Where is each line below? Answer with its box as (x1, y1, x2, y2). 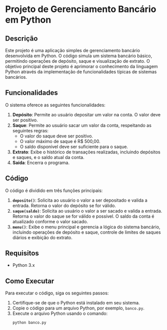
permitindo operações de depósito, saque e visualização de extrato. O (5, 58, 150, 64)
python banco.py (12, 320, 46, 325)
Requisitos (5, 249, 39, 258)
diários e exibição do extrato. (12, 234, 72, 240)
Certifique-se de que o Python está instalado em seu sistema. (12, 300, 140, 306)
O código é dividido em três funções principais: (5, 187, 103, 194)
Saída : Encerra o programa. (12, 159, 70, 166)
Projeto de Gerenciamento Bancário (5, 4, 156, 15)
